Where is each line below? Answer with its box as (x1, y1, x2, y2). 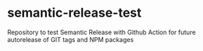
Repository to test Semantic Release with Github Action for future (7, 28, 196, 36)
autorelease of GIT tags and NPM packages (7, 35, 134, 43)
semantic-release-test (7, 5, 142, 21)
